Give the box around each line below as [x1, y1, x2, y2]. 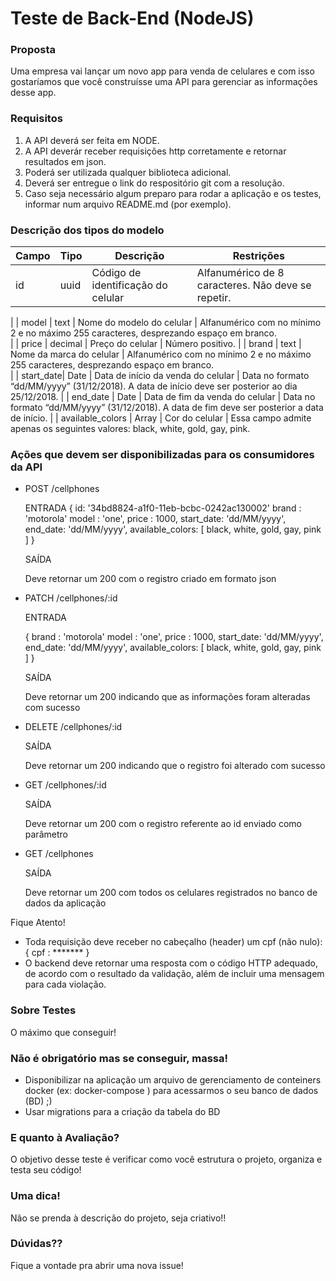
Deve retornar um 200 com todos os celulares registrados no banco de [24, 887, 318, 899]
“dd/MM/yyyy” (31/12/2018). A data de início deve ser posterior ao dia [10, 380, 298, 392]
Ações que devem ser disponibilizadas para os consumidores [10, 448, 315, 461]
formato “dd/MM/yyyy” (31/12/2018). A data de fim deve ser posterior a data [10, 402, 324, 414]
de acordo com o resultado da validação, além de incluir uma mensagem [24, 968, 325, 980]
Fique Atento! [10, 917, 66, 929]
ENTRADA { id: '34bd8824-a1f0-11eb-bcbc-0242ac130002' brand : [24, 502, 302, 514]
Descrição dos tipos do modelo [10, 223, 165, 237]
